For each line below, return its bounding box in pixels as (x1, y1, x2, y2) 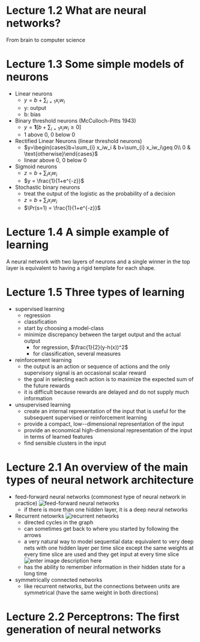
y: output (23, 104, 47, 111)
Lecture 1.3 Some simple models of (6, 58, 184, 71)
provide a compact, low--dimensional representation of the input (23, 420, 184, 427)
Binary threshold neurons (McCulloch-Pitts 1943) (14, 117, 136, 124)
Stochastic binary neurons (14, 184, 80, 191)
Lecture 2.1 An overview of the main (6, 460, 189, 474)
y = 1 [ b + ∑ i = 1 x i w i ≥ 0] (23, 123, 82, 132)
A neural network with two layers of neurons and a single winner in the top (6, 258, 190, 265)
